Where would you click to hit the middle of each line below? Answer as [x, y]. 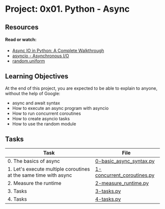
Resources [22, 27]
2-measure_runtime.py [122, 183]
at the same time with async [40, 175]
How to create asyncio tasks [41, 118]
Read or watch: [21, 40]
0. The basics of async [34, 161]
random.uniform [28, 61]
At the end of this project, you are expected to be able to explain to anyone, [81, 88]
